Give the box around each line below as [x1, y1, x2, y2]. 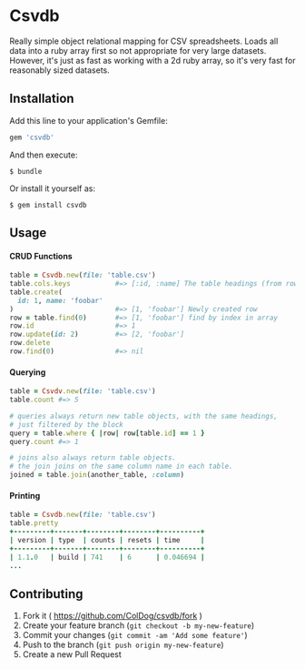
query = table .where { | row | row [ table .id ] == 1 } [9, 429, 205, 438]
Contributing [9, 586, 84, 602]
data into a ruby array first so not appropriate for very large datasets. [9, 45, 267, 56]
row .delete [9, 339, 51, 348]
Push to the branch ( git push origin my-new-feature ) [22, 639, 224, 651]
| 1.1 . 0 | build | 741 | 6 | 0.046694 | [9, 552, 205, 562]
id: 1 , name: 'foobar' [17, 296, 103, 305]
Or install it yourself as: [9, 183, 95, 194]
